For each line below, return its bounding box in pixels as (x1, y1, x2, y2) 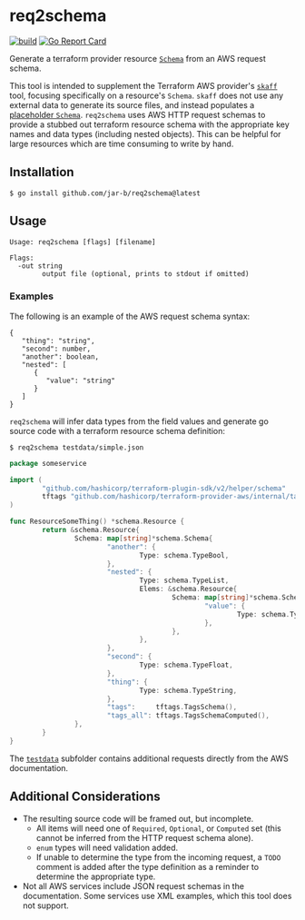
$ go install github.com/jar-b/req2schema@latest (9, 188, 202, 198)
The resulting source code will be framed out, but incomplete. (22, 813, 254, 824)
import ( (9, 475, 43, 484)
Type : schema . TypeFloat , (139, 660, 233, 670)
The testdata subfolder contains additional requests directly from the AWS (9, 753, 289, 764)
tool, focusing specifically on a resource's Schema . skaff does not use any (9, 90, 284, 101)
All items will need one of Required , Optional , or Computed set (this (35, 823, 281, 834)
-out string (17, 261, 64, 271)
